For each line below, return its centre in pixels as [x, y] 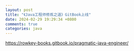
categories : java [24, 29]
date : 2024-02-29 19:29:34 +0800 [41, 19]
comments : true [21, 24]
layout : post [19, 10]
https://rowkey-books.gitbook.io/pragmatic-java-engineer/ [67, 43]
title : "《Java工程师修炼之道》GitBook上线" [48, 15]
